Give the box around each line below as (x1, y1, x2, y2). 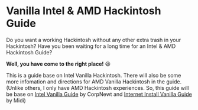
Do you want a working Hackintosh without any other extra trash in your (6, 36, 181, 43)
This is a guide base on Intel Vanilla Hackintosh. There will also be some (6, 72, 181, 79)
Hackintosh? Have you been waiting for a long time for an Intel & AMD (6, 43, 176, 50)
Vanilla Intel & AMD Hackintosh (6, 4, 161, 18)
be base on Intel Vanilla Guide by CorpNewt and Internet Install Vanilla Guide (6, 90, 192, 98)
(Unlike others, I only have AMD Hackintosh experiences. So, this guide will (6, 84, 189, 91)
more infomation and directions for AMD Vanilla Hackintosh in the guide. (6, 78, 182, 85)
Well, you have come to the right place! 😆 (6, 60, 111, 67)
